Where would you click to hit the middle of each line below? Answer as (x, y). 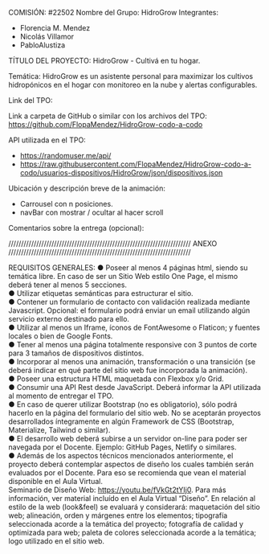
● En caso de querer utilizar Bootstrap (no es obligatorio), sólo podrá (123, 404)
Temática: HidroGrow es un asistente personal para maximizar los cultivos (131, 76)
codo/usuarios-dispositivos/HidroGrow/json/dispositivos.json (121, 172)
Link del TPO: (31, 100)
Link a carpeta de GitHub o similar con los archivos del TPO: (108, 116)
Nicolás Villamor (47, 37)
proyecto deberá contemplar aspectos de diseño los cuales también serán (131, 464)
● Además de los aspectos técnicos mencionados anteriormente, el (121, 456)
